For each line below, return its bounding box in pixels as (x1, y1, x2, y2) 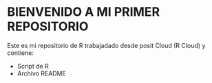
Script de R (17, 62, 50, 70)
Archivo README (17, 69, 67, 78)
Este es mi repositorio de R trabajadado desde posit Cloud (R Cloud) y (7, 41, 206, 49)
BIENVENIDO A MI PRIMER (7, 4, 160, 20)
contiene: (7, 49, 34, 57)
